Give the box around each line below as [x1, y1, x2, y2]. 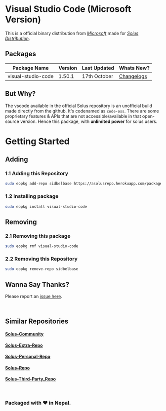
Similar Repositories [5, 317, 69, 326]
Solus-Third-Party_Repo [5, 376, 56, 382]
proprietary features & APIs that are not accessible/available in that [5, 113, 142, 119]
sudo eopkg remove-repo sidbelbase [5, 266, 79, 272]
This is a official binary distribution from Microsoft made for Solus [5, 30, 139, 36]
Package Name [12, 64, 49, 71]
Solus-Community [5, 331, 44, 337]
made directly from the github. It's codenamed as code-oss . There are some [5, 108, 159, 114]
